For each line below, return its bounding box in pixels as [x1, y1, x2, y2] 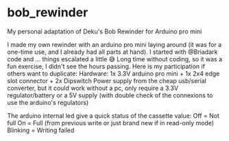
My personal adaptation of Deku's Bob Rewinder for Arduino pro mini [7, 27, 202, 35]
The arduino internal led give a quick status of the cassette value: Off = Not [7, 111, 220, 120]
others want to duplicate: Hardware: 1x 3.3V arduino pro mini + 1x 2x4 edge [7, 69, 220, 78]
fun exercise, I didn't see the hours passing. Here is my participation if [7, 62, 206, 70]
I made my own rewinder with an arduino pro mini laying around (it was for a [7, 40, 222, 48]
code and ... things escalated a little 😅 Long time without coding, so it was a [7, 54, 223, 63]
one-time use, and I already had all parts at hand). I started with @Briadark [7, 48, 218, 56]
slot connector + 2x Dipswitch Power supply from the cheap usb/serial [7, 76, 207, 84]
